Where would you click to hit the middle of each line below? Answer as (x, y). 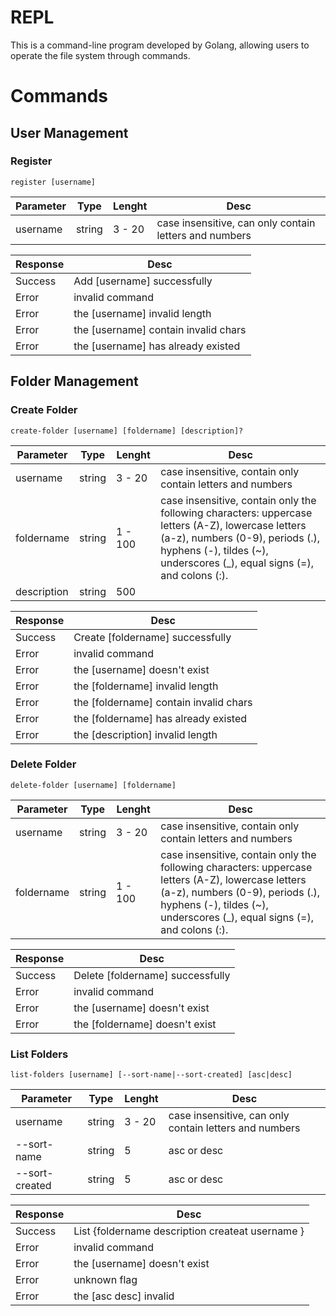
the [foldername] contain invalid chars (163, 702)
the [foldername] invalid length (146, 686)
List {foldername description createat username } (189, 1231)
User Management (69, 132)
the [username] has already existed (157, 346)
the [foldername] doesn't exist (145, 1024)
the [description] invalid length (145, 734)
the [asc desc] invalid (124, 1296)
